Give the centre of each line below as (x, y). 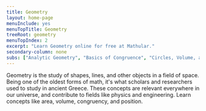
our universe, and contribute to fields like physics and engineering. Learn (99, 94)
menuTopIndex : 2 (27, 40)
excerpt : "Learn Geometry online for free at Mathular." (81, 47)
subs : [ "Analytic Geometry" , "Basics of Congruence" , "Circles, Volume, (101, 58)
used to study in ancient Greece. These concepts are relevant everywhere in (103, 88)
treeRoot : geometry (31, 35)
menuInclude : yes (29, 23)
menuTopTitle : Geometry (37, 29)
